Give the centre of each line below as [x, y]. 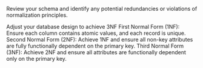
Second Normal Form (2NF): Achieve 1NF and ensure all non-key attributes [100, 39]
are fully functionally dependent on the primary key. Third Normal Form [95, 46]
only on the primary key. [36, 59]
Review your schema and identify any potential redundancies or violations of [102, 9]
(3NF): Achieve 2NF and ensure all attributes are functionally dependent [96, 52]
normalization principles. [37, 15]
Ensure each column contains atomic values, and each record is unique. [96, 33]
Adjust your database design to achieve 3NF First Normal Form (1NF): [93, 27]
